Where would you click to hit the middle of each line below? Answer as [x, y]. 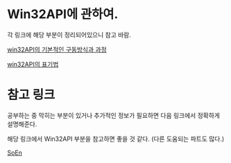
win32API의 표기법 [33, 64]
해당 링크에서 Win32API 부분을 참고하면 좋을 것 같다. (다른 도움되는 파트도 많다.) [116, 139]
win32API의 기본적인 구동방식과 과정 [57, 49]
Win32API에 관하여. [63, 14]
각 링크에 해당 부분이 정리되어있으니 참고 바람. [69, 35]
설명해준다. [22, 124]
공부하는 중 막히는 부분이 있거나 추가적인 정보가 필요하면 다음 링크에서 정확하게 [114, 115]
